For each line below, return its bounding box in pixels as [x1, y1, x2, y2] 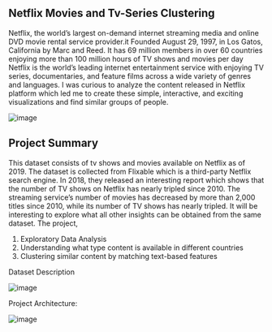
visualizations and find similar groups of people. [8, 97, 169, 106]
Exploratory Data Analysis [19, 234, 107, 244]
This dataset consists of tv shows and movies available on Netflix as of [8, 157, 246, 167]
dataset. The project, [8, 218, 79, 228]
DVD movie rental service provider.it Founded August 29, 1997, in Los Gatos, [8, 37, 264, 46]
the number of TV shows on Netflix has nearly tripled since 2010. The [8, 183, 241, 193]
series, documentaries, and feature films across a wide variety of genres [8, 71, 252, 80]
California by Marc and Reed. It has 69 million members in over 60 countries [8, 45, 263, 55]
